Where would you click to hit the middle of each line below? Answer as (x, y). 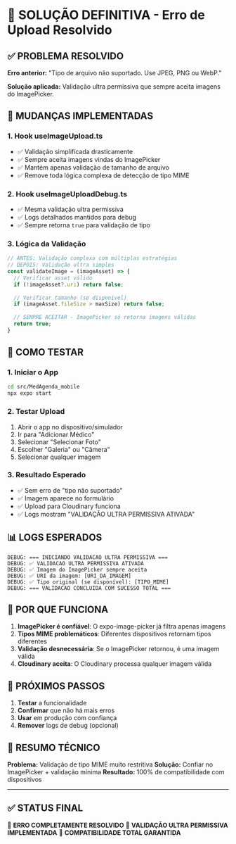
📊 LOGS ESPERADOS (55, 537)
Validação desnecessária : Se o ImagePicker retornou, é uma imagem (118, 649)
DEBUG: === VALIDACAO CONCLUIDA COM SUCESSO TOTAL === (89, 588)
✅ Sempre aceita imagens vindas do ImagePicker (89, 159)
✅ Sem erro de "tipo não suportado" (70, 490)
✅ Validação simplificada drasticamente (75, 151)
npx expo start (29, 393)
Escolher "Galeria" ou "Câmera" (64, 449)
